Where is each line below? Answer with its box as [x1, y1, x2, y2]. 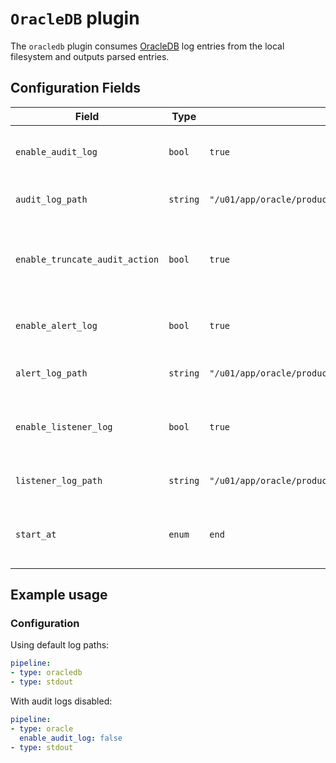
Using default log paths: [10, 639, 110, 651]
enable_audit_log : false [19, 733, 123, 743]
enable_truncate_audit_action [15, 253, 160, 265]
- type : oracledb [10, 668, 83, 678]
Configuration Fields [10, 80, 142, 97]
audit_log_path [15, 193, 88, 205]
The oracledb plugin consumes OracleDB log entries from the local [10, 40, 285, 52]
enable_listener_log [15, 421, 113, 432]
